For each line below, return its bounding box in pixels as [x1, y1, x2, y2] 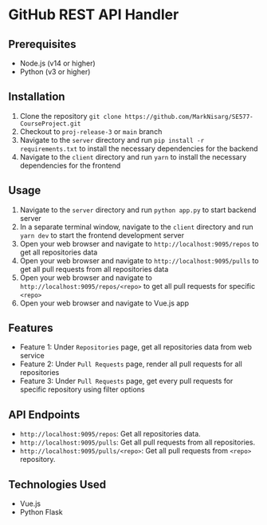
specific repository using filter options [19, 385, 145, 394]
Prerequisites [8, 37, 77, 51]
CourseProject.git [19, 120, 81, 128]
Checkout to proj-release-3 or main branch [19, 126, 163, 136]
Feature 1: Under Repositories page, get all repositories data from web [19, 342, 253, 352]
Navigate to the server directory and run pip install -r [19, 135, 205, 144]
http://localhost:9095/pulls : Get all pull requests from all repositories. [19, 437, 256, 448]
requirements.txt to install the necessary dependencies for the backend [19, 144, 258, 153]
